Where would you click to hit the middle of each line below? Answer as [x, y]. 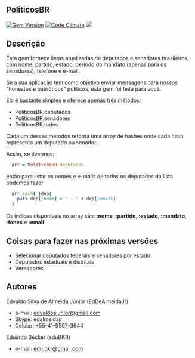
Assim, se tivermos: [30, 154]
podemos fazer [25, 183]
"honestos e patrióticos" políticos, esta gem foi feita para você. [84, 88]
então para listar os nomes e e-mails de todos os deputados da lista [89, 176]
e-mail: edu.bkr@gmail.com [49, 348]
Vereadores [29, 268]
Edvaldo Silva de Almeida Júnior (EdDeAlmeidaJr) [67, 301]
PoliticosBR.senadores [42, 118]
